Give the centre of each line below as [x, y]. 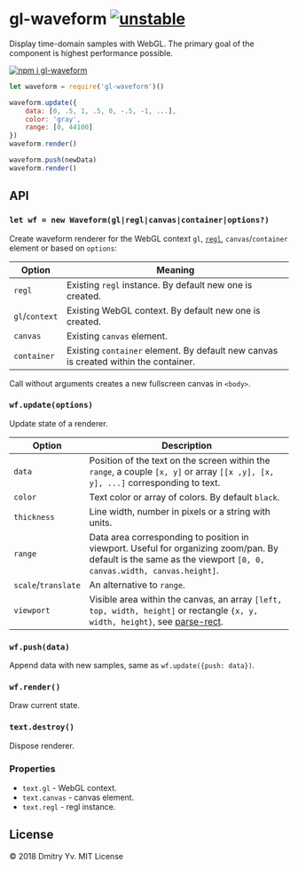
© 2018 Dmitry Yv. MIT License [67, 856]
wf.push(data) [39, 647]
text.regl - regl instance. [69, 806]
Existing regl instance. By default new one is [159, 284]
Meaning [176, 269]
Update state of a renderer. [59, 423]
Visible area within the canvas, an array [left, [185, 599]
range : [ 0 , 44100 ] [59, 128]
